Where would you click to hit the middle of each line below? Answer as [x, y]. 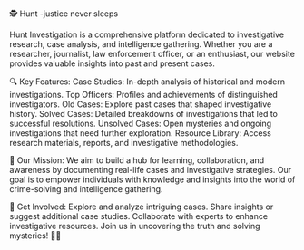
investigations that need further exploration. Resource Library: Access [141, 133]
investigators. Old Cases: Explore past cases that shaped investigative [141, 104]
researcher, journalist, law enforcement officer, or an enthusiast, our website [152, 54]
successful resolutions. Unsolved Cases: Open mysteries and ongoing [141, 123]
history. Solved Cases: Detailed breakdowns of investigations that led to [144, 114]
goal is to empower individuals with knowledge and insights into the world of [152, 179]
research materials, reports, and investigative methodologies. [124, 143]
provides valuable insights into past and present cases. [113, 63]
